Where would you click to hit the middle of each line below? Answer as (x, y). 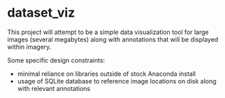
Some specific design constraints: (56, 60)
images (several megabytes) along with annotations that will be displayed (113, 39)
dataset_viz (41, 13)
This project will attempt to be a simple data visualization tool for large (108, 32)
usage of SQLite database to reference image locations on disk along (117, 81)
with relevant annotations (54, 88)
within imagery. (29, 47)
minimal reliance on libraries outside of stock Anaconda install (107, 74)
